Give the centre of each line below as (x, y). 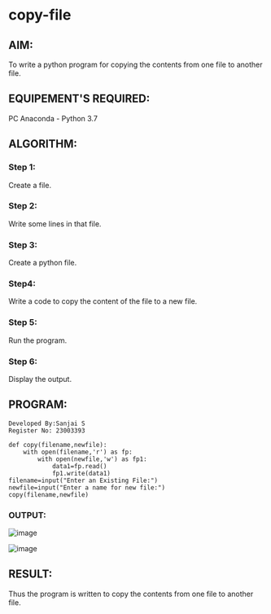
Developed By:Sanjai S (47, 423)
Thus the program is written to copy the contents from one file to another (131, 594)
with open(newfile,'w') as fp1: (93, 459)
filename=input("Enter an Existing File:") (83, 480)
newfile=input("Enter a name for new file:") (87, 487)
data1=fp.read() (79, 466)
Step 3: (23, 244)
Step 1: (22, 167)
